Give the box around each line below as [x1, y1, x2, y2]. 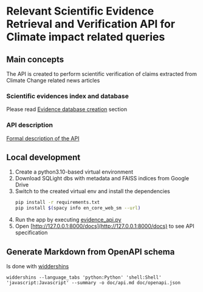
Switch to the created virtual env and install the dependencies [15, 188, 170, 195]
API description [6, 121, 53, 129]
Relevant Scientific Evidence [6, 4, 154, 18]
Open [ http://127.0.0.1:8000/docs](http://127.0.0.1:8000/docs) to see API [15, 223, 194, 230]
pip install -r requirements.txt [15, 199, 100, 206]
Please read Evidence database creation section [6, 106, 128, 113]
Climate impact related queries [6, 30, 165, 44]
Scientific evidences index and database [6, 92, 129, 100]
